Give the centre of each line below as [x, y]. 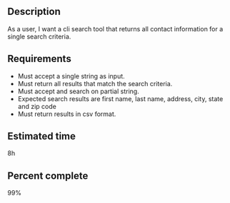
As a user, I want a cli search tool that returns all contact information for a [115, 28]
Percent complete [48, 176]
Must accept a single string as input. [71, 76]
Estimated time [42, 136]
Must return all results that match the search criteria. [95, 83]
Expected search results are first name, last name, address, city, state [120, 98]
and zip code [37, 106]
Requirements [39, 59]
